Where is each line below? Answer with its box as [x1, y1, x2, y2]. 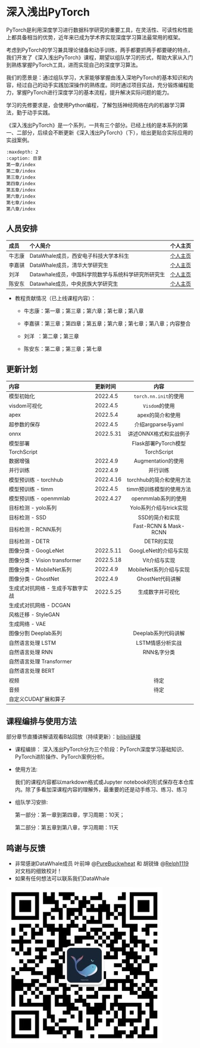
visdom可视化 [8, 402, 43, 409]
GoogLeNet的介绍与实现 [129, 547, 189, 554]
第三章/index [6, 174, 36, 180]
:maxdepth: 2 [6, 149, 39, 155]
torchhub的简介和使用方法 [127, 476, 191, 483]
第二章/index [6, 168, 36, 174]
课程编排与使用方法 [6, 716, 77, 726]
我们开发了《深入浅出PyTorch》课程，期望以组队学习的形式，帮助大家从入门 [6, 54, 193, 61]
